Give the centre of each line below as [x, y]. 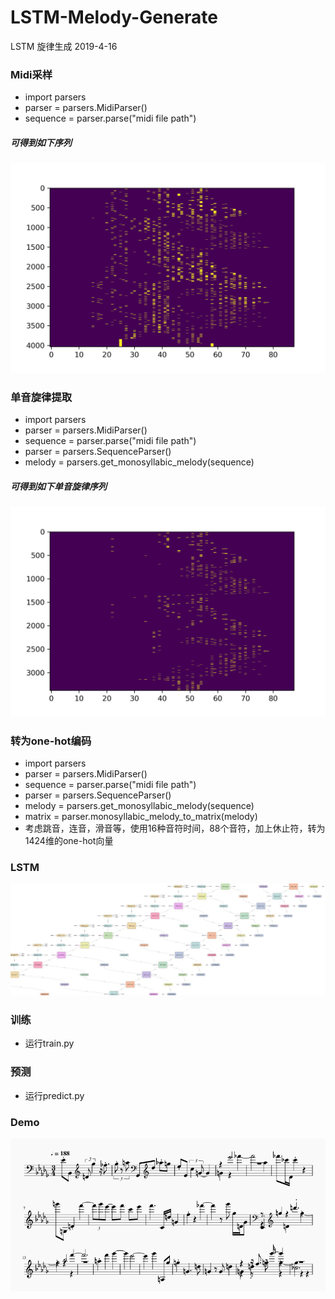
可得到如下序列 [41, 142]
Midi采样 [31, 74]
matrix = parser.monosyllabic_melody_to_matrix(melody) [141, 817]
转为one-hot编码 [51, 741]
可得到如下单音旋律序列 [58, 486]
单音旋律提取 [41, 397]
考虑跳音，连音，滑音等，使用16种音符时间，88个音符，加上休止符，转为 [175, 828]
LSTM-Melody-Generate [114, 17]
